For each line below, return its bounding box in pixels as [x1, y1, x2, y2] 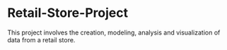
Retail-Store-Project [7, 5, 129, 21]
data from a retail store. [7, 35, 76, 44]
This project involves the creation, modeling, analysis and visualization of [7, 28, 221, 37]
